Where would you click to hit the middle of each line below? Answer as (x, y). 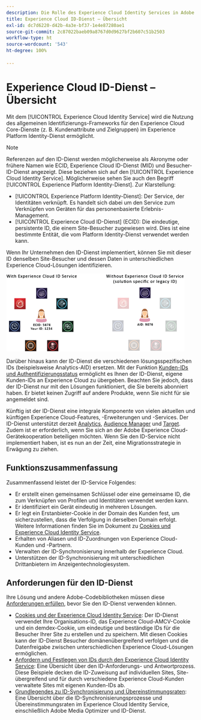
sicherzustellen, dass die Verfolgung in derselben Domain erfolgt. (96, 519)
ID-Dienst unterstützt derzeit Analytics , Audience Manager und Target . (94, 423)
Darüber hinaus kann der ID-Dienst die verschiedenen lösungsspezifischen (99, 361)
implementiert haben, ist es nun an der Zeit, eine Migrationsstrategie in (94, 442)
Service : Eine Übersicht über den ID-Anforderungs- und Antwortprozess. (105, 666)
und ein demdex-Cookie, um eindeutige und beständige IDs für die (97, 628)
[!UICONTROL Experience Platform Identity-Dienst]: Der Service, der (100, 196)
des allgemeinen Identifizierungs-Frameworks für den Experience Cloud (95, 123)
